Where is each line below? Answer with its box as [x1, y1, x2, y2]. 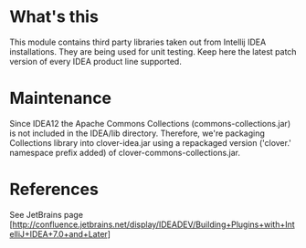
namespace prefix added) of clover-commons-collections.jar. [9, 147, 240, 158]
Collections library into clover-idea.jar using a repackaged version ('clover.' [9, 137, 292, 148]
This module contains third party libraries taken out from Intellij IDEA [9, 36, 267, 47]
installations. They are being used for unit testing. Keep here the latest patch [9, 46, 297, 57]
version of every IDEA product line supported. [9, 56, 183, 67]
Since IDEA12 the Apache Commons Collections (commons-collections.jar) [9, 118, 290, 129]
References [9, 180, 99, 200]
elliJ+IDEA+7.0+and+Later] [9, 228, 111, 239]
